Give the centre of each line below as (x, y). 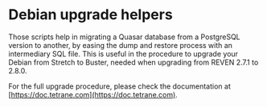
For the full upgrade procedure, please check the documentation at (119, 86)
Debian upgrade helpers (90, 15)
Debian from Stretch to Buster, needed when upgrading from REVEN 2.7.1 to (133, 62)
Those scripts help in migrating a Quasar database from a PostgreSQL (125, 37)
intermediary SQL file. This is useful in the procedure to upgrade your (123, 53)
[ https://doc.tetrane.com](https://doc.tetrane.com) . (93, 94)
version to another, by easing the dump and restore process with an (121, 45)
